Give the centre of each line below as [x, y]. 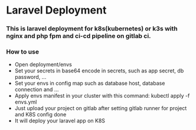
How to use [23, 52]
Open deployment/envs [43, 65]
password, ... [30, 77]
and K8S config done [40, 115]
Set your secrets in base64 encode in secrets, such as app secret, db [99, 71]
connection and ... [37, 89]
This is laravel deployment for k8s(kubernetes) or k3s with [92, 29]
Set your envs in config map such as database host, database [90, 84]
